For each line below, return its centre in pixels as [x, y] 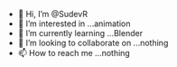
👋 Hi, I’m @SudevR [53, 14]
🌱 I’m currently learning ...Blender [80, 33]
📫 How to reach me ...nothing [74, 53]
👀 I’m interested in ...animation [74, 24]
